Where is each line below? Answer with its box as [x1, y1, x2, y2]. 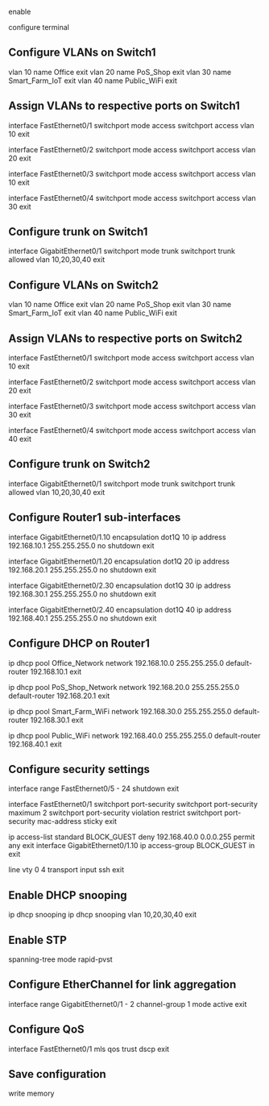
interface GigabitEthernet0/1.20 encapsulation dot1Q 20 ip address [8, 556, 230, 566]
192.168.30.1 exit [30, 715, 84, 725]
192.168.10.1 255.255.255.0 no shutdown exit [8, 540, 155, 551]
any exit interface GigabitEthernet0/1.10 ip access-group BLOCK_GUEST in [8, 841, 255, 850]
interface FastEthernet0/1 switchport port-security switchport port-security [8, 800, 258, 809]
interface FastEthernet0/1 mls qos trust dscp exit [8, 1044, 170, 1054]
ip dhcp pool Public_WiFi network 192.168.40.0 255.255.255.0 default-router [8, 730, 261, 740]
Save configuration [8, 1067, 106, 1081]
